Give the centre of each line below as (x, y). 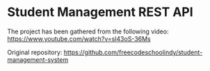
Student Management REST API (100, 12)
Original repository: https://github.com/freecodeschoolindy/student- (105, 52)
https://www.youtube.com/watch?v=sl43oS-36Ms (79, 38)
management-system (38, 59)
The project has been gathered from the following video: (88, 31)
